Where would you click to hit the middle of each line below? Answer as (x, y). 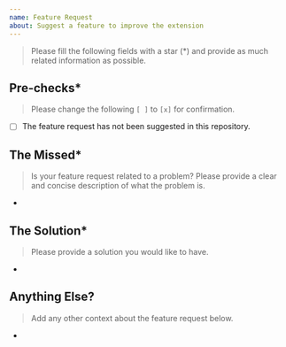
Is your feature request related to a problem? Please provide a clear (154, 176)
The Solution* (49, 231)
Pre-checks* (45, 88)
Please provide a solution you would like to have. (120, 252)
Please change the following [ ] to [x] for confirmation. (133, 109)
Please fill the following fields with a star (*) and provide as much (149, 50)
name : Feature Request (51, 17)
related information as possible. (88, 60)
